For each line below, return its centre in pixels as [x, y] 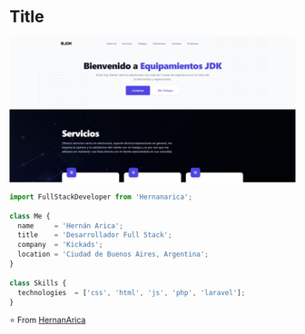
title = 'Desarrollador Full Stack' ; [95, 235]
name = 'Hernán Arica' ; [71, 226]
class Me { [30, 216]
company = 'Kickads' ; [60, 245]
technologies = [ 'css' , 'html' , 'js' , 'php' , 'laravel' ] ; [132, 292]
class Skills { [38, 283]
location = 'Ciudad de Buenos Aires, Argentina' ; [113, 255]
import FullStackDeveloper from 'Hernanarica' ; [101, 197]
